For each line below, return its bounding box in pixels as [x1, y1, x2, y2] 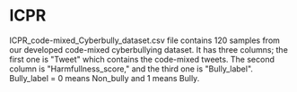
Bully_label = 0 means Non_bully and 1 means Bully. [9, 72, 200, 83]
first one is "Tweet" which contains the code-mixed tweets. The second [9, 54, 275, 64]
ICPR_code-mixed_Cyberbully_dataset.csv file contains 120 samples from [9, 35, 281, 46]
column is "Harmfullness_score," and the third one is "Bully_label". [9, 63, 254, 74]
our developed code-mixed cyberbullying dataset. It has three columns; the [9, 44, 289, 54]
